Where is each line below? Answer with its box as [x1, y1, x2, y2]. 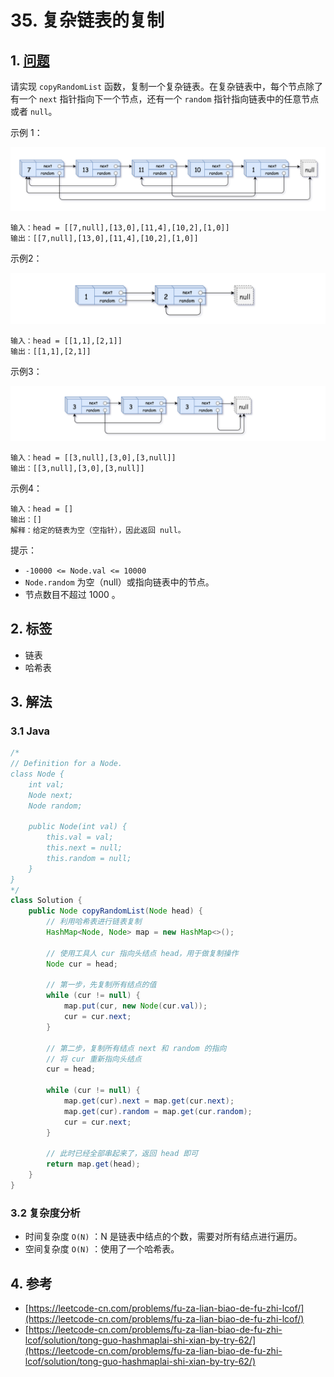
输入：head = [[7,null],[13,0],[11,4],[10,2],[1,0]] [10, 223, 230, 233]
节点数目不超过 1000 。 [24, 588, 121, 600]
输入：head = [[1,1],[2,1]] [10, 336, 123, 346]
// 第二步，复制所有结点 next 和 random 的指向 [46, 1043, 227, 1053]
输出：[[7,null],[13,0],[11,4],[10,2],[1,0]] [10, 234, 199, 244]
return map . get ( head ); [46, 1159, 141, 1170]
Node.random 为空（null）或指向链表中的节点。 [24, 576, 215, 588]
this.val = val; [46, 832, 114, 843]
